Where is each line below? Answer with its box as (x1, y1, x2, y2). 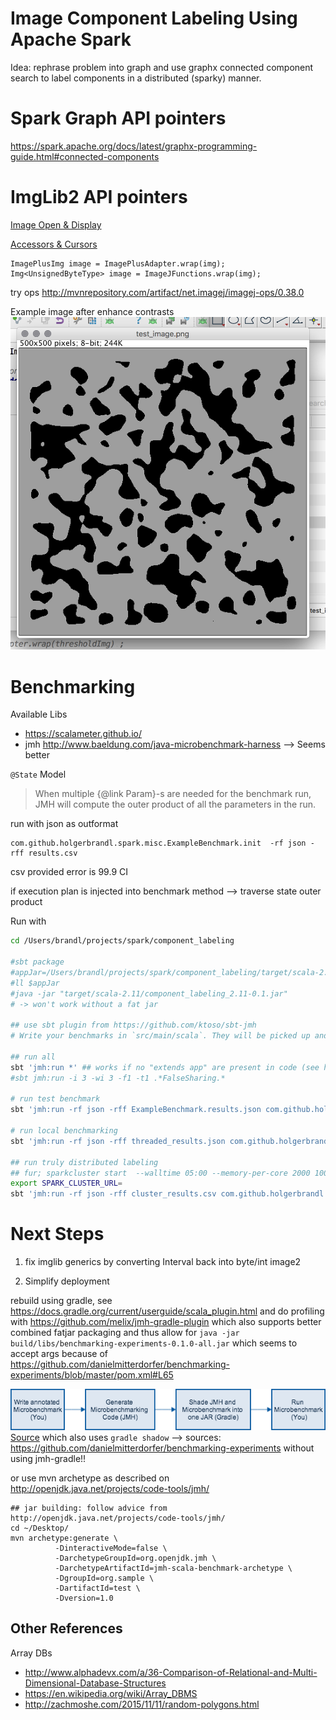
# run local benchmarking (10, 1126, 118, 1136)
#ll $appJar (10, 978, 60, 988)
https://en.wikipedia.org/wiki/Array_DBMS (24, 1687, 198, 1699)
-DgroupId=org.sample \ (54, 1573, 155, 1583)
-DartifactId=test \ (54, 1583, 141, 1593)
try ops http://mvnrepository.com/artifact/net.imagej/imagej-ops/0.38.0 (10, 286, 305, 298)
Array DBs (10, 1647, 53, 1659)
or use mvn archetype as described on (10, 1472, 170, 1484)
